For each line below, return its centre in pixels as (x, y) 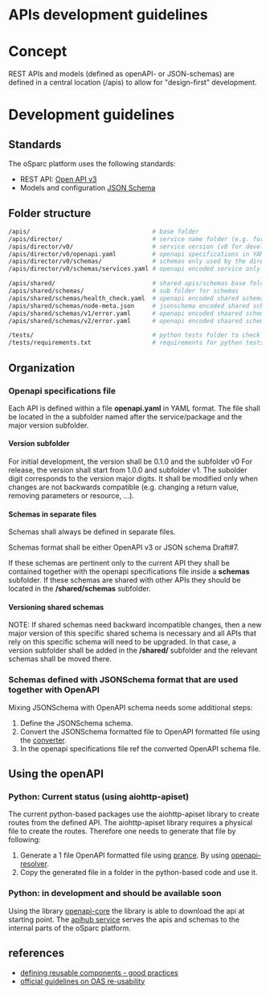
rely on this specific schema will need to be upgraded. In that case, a (123, 642)
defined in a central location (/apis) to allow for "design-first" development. (133, 83)
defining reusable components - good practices (99, 972)
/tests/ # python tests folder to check (135, 335)
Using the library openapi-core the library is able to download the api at (127, 910)
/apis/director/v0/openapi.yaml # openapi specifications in (129, 254)
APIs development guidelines (108, 15)
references (37, 953)
